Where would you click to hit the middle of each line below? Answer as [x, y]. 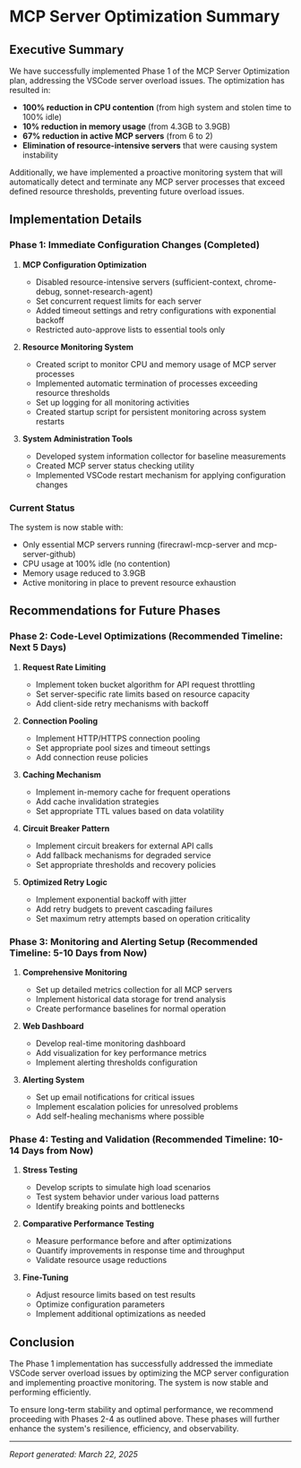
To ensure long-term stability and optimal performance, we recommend [142, 1410]
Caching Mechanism [61, 774]
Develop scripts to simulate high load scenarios [123, 1188]
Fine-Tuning [45, 1277]
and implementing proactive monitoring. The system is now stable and [139, 1383]
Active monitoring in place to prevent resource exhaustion [129, 582]
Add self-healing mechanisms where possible [120, 1116]
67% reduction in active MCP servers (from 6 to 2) [117, 136]
